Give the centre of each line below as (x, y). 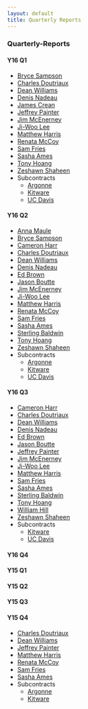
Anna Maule (34, 230)
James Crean (36, 104)
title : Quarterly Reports (44, 20)
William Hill (33, 510)
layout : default (30, 13)
